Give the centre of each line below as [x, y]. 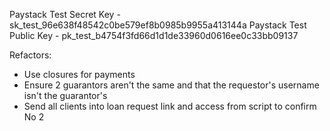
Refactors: [30, 55]
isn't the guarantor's [65, 95]
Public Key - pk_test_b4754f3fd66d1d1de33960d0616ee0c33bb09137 [154, 35]
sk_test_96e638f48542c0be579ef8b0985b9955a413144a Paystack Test [158, 25]
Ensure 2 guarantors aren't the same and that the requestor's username [171, 85]
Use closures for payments [79, 74]
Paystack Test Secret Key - [65, 14]
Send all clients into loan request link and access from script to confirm [170, 106]
